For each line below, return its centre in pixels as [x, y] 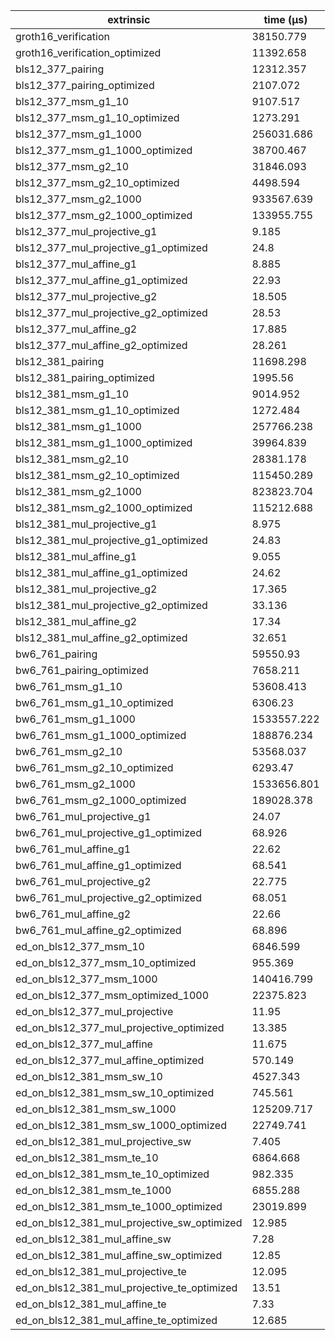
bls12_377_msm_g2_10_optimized [97, 182]
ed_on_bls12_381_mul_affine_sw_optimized [119, 1255]
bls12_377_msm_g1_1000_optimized [104, 150]
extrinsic [129, 19]
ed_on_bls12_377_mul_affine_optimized [110, 1060]
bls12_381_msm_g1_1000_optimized [104, 442]
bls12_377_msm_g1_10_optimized [97, 117]
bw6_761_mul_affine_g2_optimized [98, 930]
